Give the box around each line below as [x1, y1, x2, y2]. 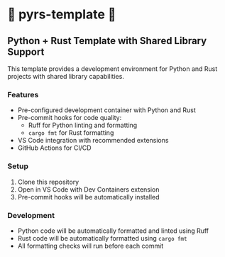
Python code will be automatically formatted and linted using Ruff [17, 226, 209, 235]
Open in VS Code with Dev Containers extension [17, 185, 160, 194]
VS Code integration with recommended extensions [17, 136, 169, 145]
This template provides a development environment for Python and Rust [7, 65, 218, 73]
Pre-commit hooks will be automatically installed [17, 192, 160, 201]
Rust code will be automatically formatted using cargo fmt [17, 234, 187, 242]
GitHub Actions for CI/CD [17, 143, 92, 152]
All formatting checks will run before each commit [17, 241, 164, 250]
